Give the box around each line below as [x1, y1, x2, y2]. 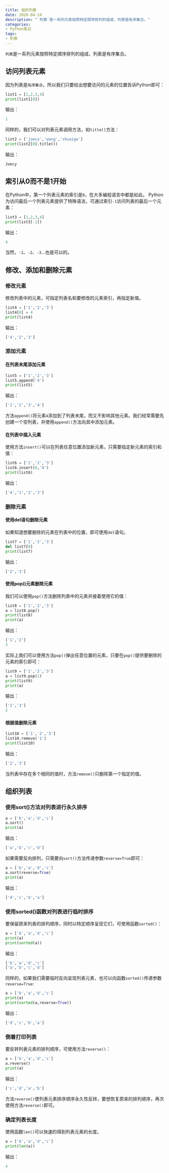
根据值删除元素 [5, 719, 37, 726]
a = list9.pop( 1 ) [5, 673, 42, 679]
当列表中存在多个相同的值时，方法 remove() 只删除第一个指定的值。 [5, 771, 144, 777]
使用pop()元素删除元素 [5, 581, 53, 587]
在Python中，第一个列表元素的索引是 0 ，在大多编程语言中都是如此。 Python [5, 191, 164, 197]
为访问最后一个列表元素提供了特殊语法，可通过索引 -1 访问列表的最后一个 [5, 198, 157, 204]
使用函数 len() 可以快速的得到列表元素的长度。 [5, 1129, 102, 1135]
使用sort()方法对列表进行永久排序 [5, 804, 88, 811]
